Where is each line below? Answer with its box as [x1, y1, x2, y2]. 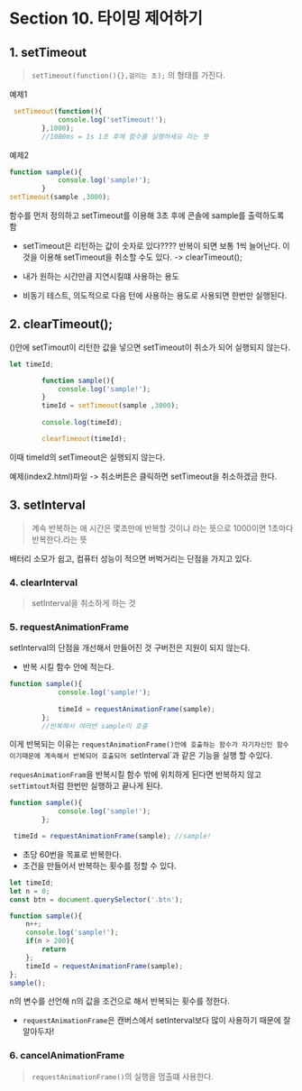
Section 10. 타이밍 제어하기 [9, 8, 203, 29]
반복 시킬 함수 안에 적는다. [22, 662, 114, 673]
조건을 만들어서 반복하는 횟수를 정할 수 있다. [22, 860, 178, 871]
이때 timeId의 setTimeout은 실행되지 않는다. [9, 452, 165, 463]
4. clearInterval [9, 576, 78, 589]
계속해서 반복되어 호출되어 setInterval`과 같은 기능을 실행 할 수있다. [43, 750, 273, 761]
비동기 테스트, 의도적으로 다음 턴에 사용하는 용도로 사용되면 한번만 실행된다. [22, 290, 288, 300]
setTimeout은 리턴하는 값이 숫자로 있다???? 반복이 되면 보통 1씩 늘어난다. [22, 241, 281, 251]
